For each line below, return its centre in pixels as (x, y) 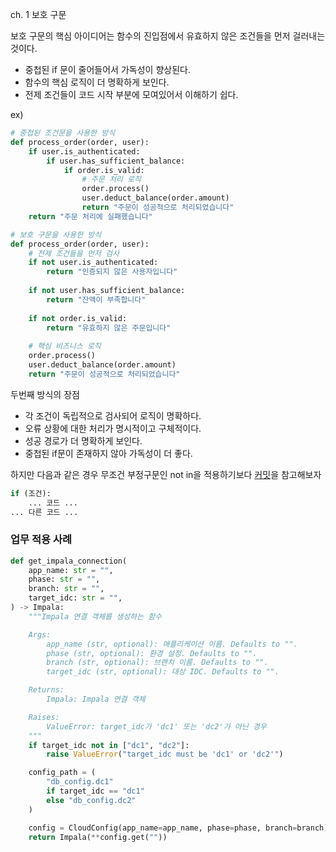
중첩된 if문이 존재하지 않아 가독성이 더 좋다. (108, 453)
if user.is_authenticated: (84, 151)
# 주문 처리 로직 (111, 179)
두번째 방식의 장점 (45, 394)
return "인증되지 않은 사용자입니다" (112, 272)
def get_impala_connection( (69, 561)
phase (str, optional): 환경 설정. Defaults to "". (152, 653)
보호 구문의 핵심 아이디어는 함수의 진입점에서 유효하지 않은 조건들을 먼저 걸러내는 (168, 36)
